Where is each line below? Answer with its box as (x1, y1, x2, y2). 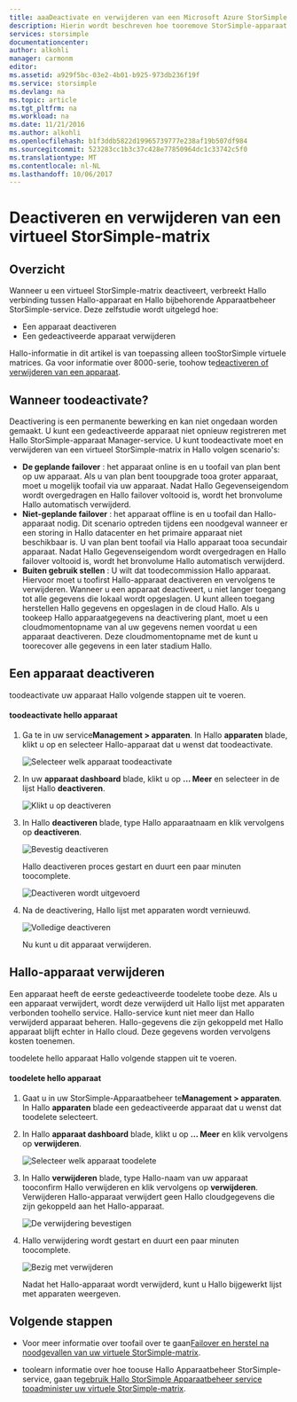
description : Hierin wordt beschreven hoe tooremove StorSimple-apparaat (9, 21, 288, 30)
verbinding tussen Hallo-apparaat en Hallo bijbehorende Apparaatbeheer (9, 294, 277, 306)
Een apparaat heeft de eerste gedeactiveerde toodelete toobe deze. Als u (9, 988, 277, 999)
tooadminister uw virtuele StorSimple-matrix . (21, 1382, 186, 1393)
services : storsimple (9, 29, 90, 38)
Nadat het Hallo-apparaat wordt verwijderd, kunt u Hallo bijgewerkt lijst (21, 1279, 282, 1290)
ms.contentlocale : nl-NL (9, 161, 101, 170)
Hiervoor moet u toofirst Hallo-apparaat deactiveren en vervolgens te (21, 575, 276, 585)
